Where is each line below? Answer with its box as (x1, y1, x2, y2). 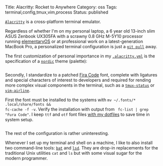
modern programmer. (5, 155, 48, 161)
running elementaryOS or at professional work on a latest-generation (5, 38, 144, 44)
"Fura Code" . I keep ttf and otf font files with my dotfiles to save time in (5, 111, 150, 117)
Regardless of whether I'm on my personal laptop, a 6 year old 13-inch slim (5, 28, 155, 34)
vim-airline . (5, 88, 31, 93)
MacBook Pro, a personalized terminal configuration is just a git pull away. (5, 44, 157, 49)
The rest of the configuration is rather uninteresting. (5, 130, 109, 136)
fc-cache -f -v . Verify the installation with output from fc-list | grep (5, 107, 149, 112)
